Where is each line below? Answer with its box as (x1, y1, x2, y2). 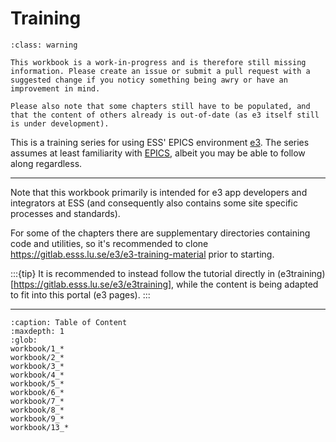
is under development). (10, 118, 110, 129)
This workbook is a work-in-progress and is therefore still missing (10, 57, 307, 67)
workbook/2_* (10, 352, 65, 362)
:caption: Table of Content (10, 317, 128, 327)
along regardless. (10, 157, 83, 169)
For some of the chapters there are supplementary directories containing (10, 227, 311, 239)
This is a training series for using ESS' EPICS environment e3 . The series (10, 136, 310, 148)
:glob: (10, 335, 38, 345)
